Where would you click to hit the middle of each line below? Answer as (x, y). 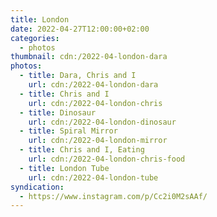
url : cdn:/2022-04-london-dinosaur (102, 122)
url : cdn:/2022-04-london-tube (93, 177)
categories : (35, 38)
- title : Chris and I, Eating (82, 150)
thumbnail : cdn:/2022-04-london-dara (89, 57)
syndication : (37, 187)
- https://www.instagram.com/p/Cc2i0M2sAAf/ (113, 196)
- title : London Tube (64, 168)
